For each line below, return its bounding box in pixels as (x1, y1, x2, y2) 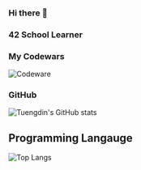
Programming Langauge (8, 131, 134, 145)
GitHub (8, 89, 37, 100)
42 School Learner (8, 28, 83, 40)
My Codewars (8, 50, 65, 62)
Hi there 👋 (8, 7, 49, 19)
